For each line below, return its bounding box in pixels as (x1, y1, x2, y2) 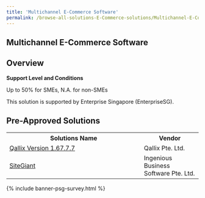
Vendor (158, 134, 181, 142)
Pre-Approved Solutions (6, 116, 101, 126)
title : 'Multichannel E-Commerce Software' (6, 9, 119, 15)
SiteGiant (9, 161, 36, 170)
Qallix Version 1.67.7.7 (9, 144, 75, 152)
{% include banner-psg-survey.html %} (6, 185, 106, 192)
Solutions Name (49, 134, 98, 142)
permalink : (6, 15, 34, 21)
